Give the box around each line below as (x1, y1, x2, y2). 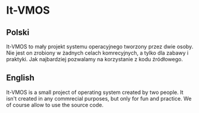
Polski (6, 27, 30, 37)
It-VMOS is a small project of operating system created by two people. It (6, 89, 184, 96)
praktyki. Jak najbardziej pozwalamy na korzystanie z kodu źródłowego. (6, 56, 184, 62)
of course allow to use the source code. (6, 101, 104, 108)
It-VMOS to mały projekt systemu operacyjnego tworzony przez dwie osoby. (6, 43, 194, 50)
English (6, 73, 35, 83)
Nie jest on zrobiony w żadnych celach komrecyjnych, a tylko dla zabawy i (6, 49, 189, 56)
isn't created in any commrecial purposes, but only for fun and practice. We (6, 95, 192, 102)
